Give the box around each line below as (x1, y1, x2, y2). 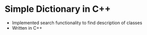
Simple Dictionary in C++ (4, 3, 111, 15)
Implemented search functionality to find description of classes (11, 20, 142, 26)
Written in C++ (11, 25, 42, 31)
